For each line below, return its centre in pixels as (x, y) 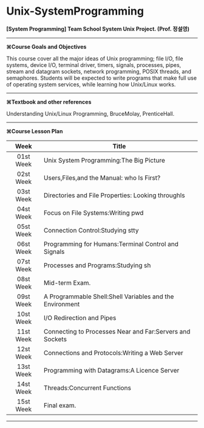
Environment (62, 304)
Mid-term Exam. (67, 282)
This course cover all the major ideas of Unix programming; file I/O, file (95, 58)
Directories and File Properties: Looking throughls (114, 195)
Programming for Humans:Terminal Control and (111, 244)
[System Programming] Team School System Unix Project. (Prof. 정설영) (98, 29)
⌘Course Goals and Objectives (46, 46)
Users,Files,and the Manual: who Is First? (102, 178)
